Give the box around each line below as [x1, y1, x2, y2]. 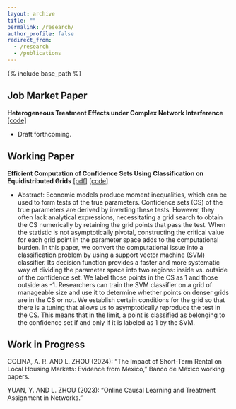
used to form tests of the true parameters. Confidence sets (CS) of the [17, 197, 223, 206]
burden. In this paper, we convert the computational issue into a [17, 243, 203, 251]
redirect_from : [7, 37, 52, 44]
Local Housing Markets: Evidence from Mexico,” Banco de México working [7, 365, 225, 374]
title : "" [7, 17, 37, 24]
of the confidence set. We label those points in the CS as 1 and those [17, 273, 218, 282]
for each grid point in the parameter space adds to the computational [17, 235, 219, 244]
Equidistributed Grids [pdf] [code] [7, 176, 109, 185]
